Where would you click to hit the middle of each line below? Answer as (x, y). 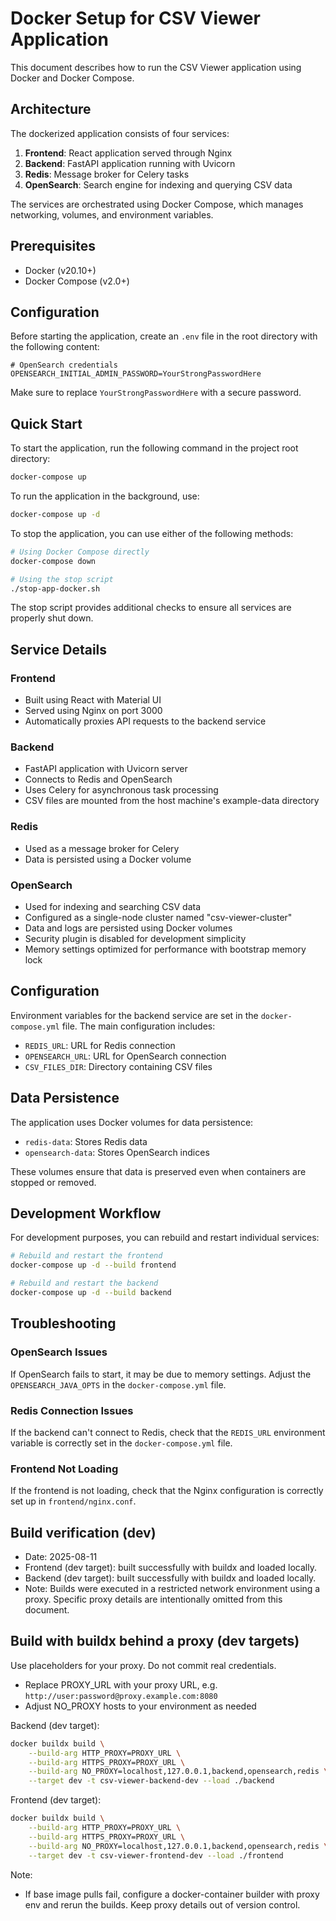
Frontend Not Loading (64, 1469)
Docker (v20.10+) (60, 270)
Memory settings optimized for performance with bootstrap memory (165, 949)
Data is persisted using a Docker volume (108, 859)
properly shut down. (52, 618)
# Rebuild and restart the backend (84, 1283)
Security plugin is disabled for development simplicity (135, 939)
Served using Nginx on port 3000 (93, 711)
